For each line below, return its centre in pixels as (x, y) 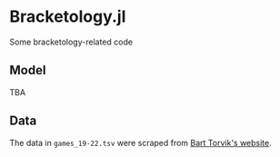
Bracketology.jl (68, 17)
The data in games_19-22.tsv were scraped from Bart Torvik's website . (141, 142)
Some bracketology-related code (71, 42)
